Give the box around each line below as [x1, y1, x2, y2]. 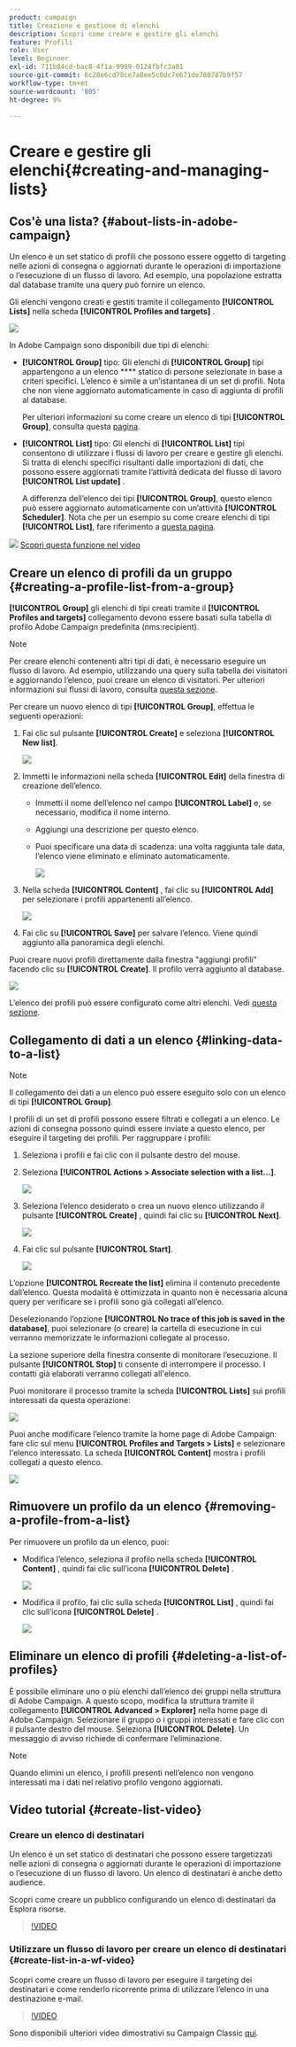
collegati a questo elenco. [9, 1457, 103, 1467]
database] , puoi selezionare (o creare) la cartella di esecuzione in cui [9, 1323, 262, 1333]
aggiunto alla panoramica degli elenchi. [21, 937, 165, 948]
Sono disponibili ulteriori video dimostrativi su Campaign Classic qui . [9, 2028, 259, 2038]
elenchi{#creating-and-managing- [9, 160, 270, 180]
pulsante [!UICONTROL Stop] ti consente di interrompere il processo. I [9, 1359, 266, 1369]
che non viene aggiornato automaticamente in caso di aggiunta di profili [21, 385, 285, 396]
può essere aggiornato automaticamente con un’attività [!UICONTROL [21, 502, 277, 514]
